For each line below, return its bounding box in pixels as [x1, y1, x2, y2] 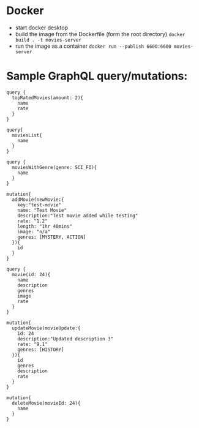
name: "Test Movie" [17, 207, 67, 213]
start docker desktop [15, 24, 69, 31]
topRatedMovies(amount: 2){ [12, 94, 84, 101]
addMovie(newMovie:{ [12, 197, 64, 203]
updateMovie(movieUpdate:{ [12, 325, 81, 331]
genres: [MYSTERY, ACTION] [17, 234, 86, 240]
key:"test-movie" [17, 201, 62, 208]
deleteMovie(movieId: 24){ [12, 400, 81, 406]
